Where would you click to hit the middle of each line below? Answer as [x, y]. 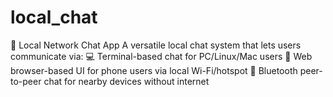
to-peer [26, 81]
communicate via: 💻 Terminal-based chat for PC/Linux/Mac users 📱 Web [161, 56]
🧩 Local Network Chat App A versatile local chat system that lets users [156, 45]
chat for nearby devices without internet [126, 81]
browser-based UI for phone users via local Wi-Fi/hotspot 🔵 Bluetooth [154, 70]
